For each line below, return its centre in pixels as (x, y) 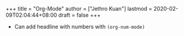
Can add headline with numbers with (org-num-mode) (80, 27)
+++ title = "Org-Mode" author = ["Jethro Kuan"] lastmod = (79, 9)
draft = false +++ (79, 15)
